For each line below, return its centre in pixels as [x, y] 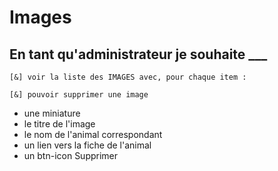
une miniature [52, 113]
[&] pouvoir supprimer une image [79, 95]
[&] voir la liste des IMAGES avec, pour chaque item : [128, 77]
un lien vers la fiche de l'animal [87, 145]
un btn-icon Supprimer [71, 155]
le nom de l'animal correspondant [93, 134]
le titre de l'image [59, 124]
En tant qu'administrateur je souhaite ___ [138, 54]
